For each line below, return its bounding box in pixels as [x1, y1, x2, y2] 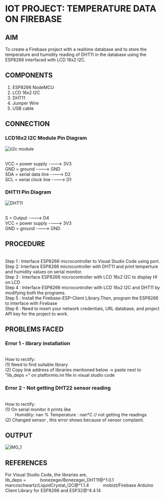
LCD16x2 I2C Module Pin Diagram [5, 135, 87, 142]
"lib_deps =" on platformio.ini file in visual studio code [5, 372, 115, 378]
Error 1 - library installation [5, 340, 71, 347]
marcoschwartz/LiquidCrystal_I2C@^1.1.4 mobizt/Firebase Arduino [5, 482, 154, 488]
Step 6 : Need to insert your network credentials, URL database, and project [5, 305, 160, 311]
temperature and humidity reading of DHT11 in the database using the [5, 51, 147, 57]
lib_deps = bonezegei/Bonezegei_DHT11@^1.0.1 [5, 477, 114, 483]
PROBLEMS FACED [5, 325, 64, 333]
